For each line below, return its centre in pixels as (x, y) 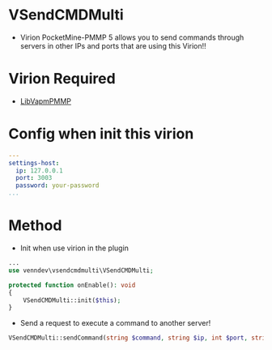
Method (35, 226)
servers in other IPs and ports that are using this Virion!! (113, 45)
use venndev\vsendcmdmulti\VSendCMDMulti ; (81, 270)
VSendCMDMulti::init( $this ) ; (72, 300)
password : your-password (57, 186)
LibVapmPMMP (45, 101)
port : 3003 (34, 178)
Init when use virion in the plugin (74, 248)
